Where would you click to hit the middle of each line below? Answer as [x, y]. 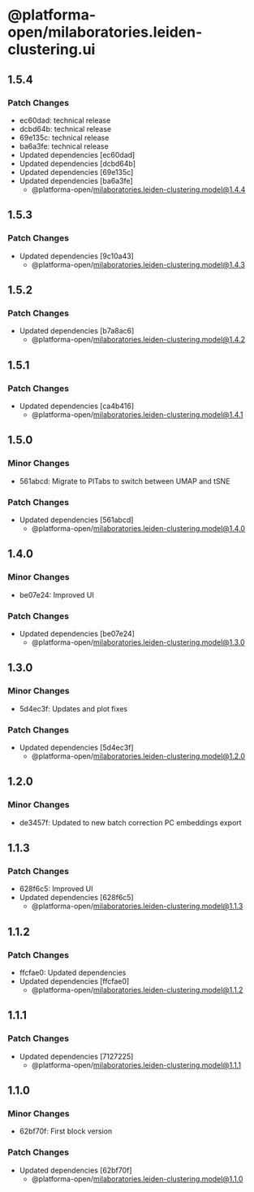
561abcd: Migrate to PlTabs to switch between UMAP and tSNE [125, 481]
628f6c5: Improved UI [56, 889]
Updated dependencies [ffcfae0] [74, 981]
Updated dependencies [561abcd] [76, 520]
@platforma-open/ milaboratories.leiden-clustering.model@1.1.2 [137, 990]
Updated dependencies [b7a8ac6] [77, 331]
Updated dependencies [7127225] [76, 1056]
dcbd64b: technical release [65, 128]
